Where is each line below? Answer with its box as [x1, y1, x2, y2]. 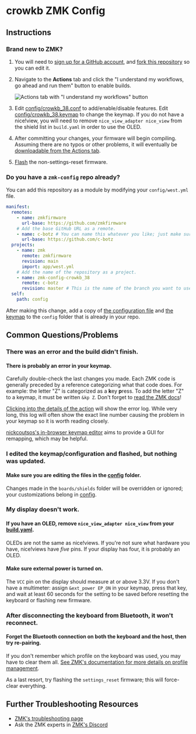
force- [164, 676, 180, 683]
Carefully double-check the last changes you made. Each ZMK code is [6, 375, 176, 382]
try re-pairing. [6, 639, 41, 646]
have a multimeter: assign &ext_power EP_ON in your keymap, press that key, [6, 584, 188, 591]
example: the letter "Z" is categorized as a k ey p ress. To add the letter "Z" [6, 387, 184, 395]
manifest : [6, 204, 30, 210]
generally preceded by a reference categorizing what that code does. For [6, 382, 183, 389]
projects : [11, 242, 35, 248]
